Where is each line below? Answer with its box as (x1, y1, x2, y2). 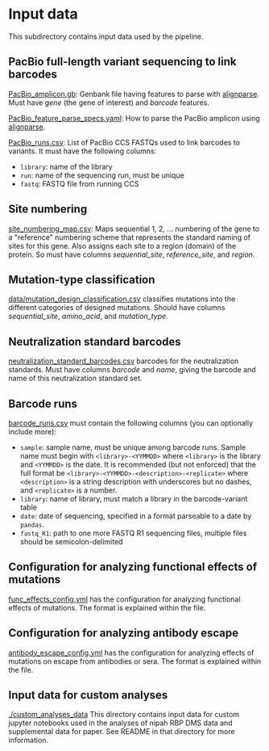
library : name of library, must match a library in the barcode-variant (19, 494, 248, 503)
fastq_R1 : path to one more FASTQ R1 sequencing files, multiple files (19, 528, 247, 538)
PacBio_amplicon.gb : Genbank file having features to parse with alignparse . (8, 89, 259, 99)
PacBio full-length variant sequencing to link (8, 55, 237, 69)
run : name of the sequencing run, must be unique (19, 170, 185, 180)
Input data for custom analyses (8, 688, 168, 703)
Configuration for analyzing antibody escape (8, 627, 239, 640)
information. (8, 736, 49, 745)
